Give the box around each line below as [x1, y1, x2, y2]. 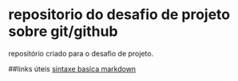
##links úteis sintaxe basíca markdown [8, 64, 137, 73]
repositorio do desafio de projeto [8, 6, 230, 24]
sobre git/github [8, 22, 118, 40]
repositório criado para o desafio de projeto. [8, 48, 154, 58]
